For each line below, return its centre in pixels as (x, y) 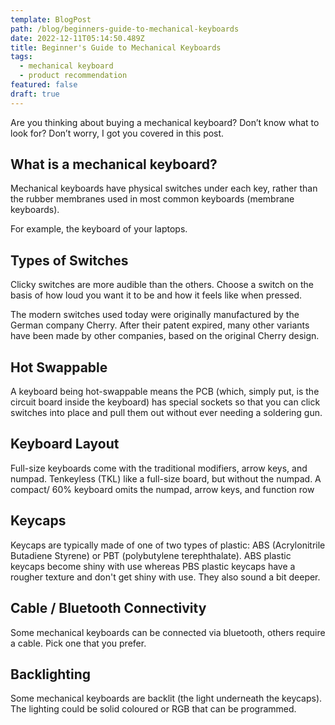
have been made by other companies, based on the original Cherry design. (165, 336)
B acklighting (51, 674)
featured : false (44, 85)
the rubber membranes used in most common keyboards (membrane (152, 199)
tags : (21, 57)
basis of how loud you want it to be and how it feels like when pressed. (156, 295)
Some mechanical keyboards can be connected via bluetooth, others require (168, 632)
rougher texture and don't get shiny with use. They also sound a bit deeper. (165, 577)
